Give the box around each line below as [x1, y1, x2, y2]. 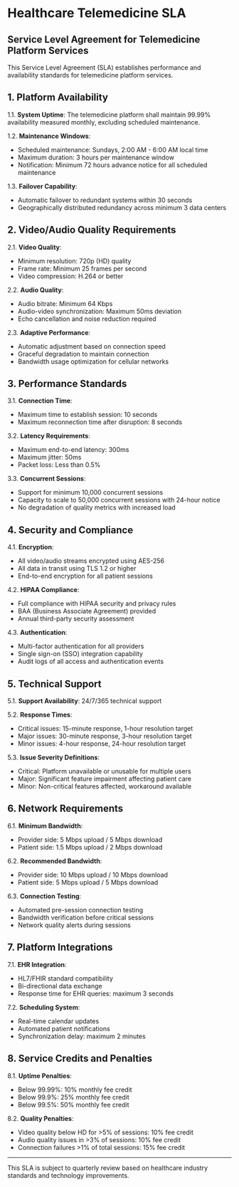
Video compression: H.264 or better [17, 272, 124, 280]
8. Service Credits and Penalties [7, 1053, 153, 1065]
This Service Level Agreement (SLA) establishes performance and [7, 63, 201, 72]
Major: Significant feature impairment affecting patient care [17, 774, 192, 784]
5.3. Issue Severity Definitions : [7, 753, 100, 762]
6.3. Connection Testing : [7, 892, 82, 900]
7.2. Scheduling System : [7, 1003, 80, 1011]
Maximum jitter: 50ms [17, 453, 82, 462]
